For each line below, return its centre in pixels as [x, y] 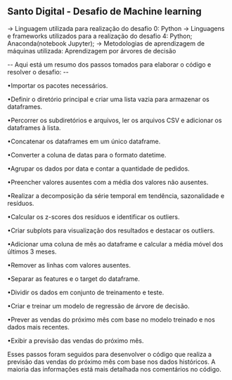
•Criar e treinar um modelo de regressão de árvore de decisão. [98, 306]
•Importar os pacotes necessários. [58, 85]
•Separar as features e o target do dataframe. [74, 279]
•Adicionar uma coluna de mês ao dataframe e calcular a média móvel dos [115, 244]
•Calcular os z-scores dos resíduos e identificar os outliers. [94, 216]
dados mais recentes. [39, 327]
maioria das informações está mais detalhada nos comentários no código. [114, 369]
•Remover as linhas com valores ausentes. [69, 265]
